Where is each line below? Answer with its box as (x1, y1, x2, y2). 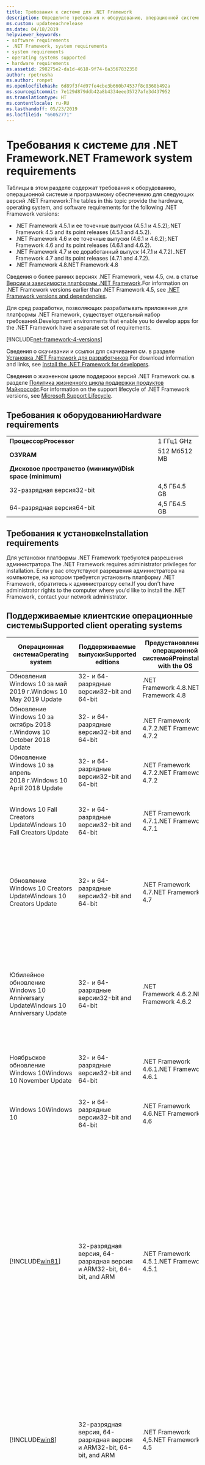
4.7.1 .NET (142, 816, 172, 825)
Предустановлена (145, 638, 201, 647)
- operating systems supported (6, 55, 86, 61)
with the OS (157, 661, 193, 670)
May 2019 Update (9, 695, 62, 703)
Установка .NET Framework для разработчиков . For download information (6, 354, 195, 362)
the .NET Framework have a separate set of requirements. (6, 324, 152, 331)
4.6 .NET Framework (142, 1109, 200, 1118)
